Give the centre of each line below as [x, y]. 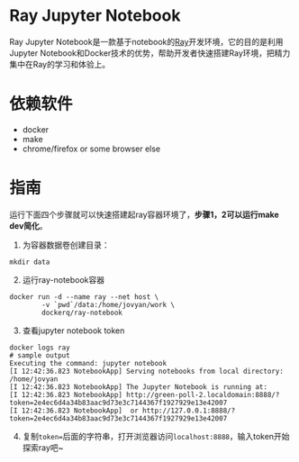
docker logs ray [40, 348]
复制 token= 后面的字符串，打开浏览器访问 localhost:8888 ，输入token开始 [156, 436]
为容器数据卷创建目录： [66, 245]
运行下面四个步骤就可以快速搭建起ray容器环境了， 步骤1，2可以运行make [144, 214]
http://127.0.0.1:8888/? [189, 411]
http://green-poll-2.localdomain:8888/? [203, 394]
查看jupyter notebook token [73, 331]
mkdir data [30, 262]
